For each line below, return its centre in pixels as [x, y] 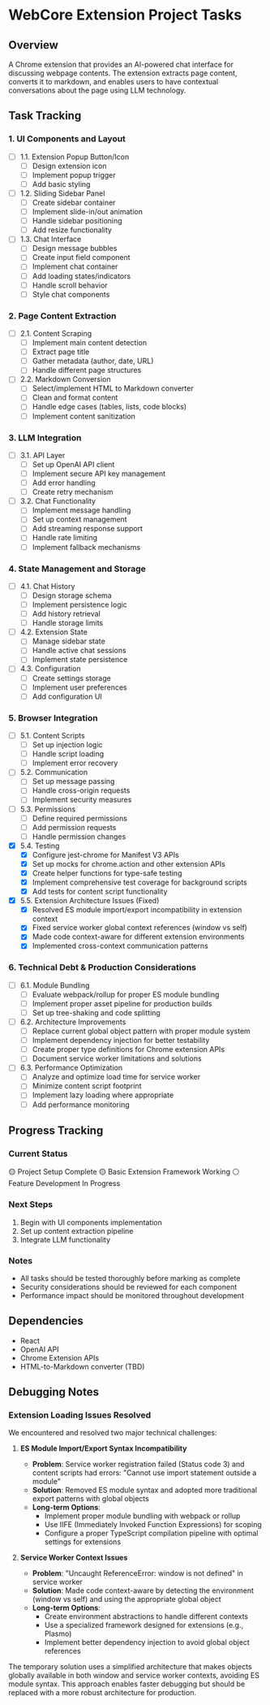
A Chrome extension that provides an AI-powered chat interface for [121, 64]
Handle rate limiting [65, 538]
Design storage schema [72, 595]
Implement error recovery [75, 763]
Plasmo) [58, 1634]
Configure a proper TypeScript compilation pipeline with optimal [151, 1534]
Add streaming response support [88, 529]
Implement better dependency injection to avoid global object [147, 1642]
